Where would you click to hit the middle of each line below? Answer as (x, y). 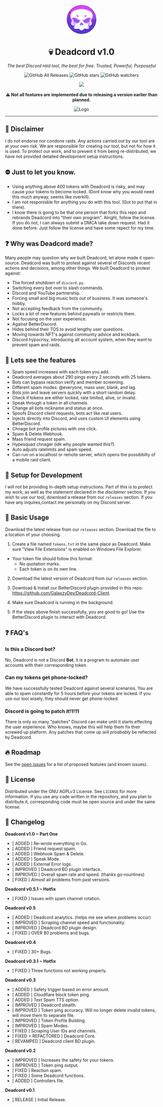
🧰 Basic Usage (27, 518)
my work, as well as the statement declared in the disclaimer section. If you (80, 492)
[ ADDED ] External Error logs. (42, 864)
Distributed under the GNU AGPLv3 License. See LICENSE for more (71, 791)
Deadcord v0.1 (20, 1090)
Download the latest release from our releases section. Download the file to (81, 529)
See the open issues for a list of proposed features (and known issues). (76, 764)
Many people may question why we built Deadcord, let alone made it (73, 258)
